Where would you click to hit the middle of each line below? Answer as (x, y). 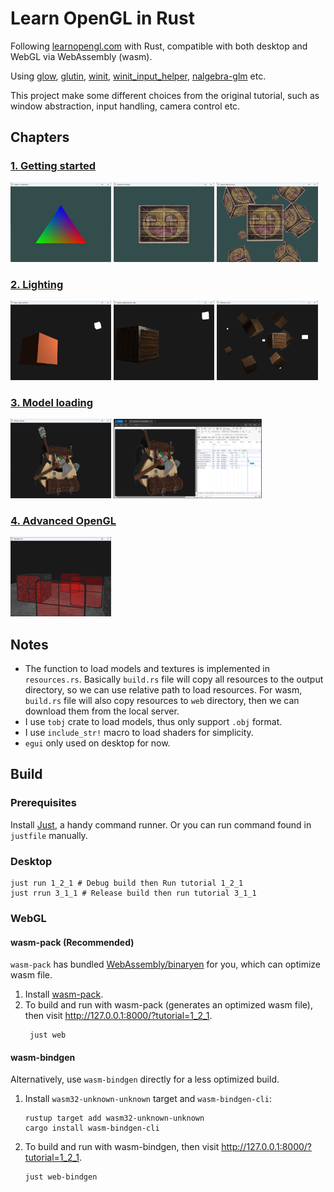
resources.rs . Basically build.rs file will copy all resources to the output (174, 679)
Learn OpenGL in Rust (102, 18)
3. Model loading (52, 402)
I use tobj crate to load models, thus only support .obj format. (153, 722)
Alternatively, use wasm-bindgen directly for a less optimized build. (145, 1079)
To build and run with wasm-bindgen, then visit (122, 1147)
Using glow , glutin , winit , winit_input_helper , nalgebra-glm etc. (138, 76)
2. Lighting (37, 284)
